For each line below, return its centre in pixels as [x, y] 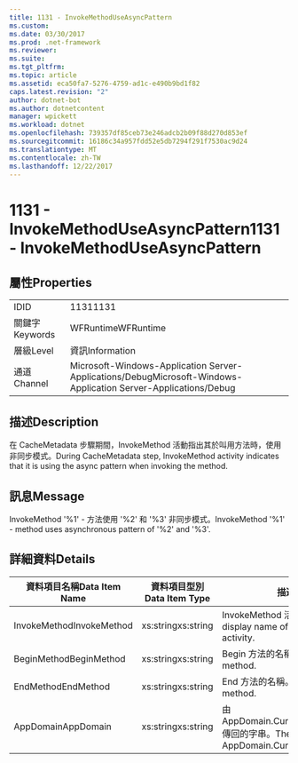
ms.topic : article [43, 76]
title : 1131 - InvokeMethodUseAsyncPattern [91, 17]
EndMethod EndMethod [62, 687]
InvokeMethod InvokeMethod [73, 625]
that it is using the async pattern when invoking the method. [119, 466]
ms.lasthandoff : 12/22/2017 [61, 166]
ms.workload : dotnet [47, 125]
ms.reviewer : [33, 51]
